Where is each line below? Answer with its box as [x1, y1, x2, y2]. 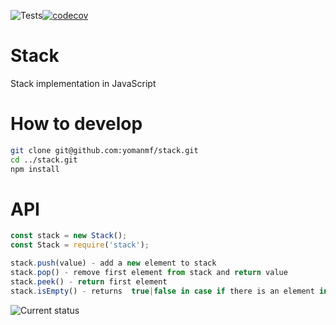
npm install [10, 164, 60, 174]
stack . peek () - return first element [10, 276, 168, 287]
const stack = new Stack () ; [10, 231, 128, 241]
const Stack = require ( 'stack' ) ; [10, 240, 150, 250]
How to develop [10, 113, 143, 135]
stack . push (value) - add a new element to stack [10, 258, 217, 269]
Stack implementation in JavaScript [10, 77, 157, 89]
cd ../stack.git [10, 155, 78, 165]
